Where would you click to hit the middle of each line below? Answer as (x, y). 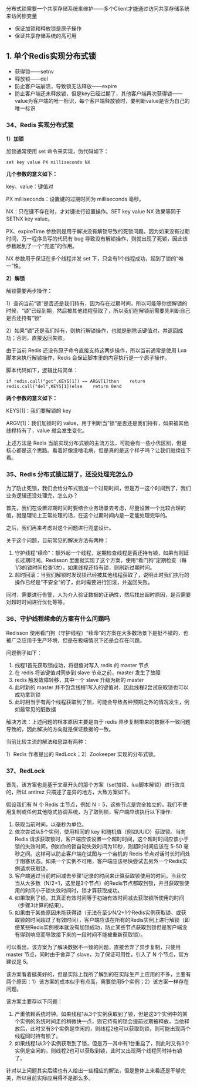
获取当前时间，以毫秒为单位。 (50, 824)
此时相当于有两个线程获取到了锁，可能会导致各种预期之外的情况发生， (99, 702)
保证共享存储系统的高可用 (45, 36)
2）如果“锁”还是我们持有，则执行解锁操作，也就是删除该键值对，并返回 (92, 330)
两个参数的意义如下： (32, 398)
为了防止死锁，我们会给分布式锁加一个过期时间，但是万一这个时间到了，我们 (98, 488)
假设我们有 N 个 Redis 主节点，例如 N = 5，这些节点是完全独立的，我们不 (94, 805)
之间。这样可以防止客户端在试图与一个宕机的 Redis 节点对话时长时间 (102, 854)
